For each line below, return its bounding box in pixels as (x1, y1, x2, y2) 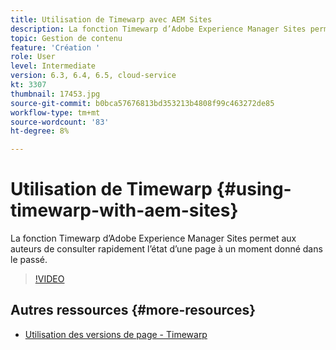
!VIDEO (34, 273, 65, 285)
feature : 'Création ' (10, 42, 101, 53)
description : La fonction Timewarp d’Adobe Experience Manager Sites (10, 24, 307, 34)
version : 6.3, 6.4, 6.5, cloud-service (10, 71, 177, 81)
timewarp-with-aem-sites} (10, 199, 239, 222)
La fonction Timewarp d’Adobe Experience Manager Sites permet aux (10, 232, 297, 245)
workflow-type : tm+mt (10, 107, 101, 118)
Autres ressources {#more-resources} (10, 302, 257, 319)
